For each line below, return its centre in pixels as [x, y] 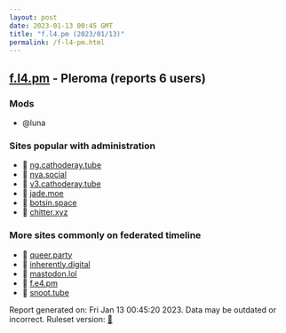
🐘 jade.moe [43, 194]
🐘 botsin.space [49, 203]
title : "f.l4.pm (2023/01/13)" [67, 34]
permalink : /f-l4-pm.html [57, 42]
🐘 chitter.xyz [45, 212]
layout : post [33, 17]
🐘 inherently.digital [56, 264]
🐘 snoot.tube [45, 292]
